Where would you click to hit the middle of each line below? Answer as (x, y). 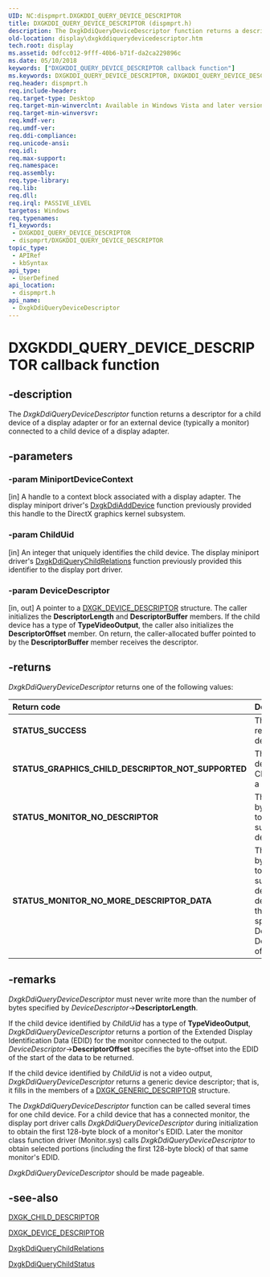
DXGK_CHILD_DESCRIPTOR (54, 1217)
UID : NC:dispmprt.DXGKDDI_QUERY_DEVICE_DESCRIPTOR (95, 16)
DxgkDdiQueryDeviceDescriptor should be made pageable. (106, 1172)
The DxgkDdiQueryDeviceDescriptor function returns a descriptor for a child (135, 414)
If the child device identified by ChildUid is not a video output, (110, 1073)
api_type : (25, 271)
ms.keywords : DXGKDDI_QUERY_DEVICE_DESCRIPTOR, (90, 76)
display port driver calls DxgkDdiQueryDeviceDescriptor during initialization (133, 1123)
